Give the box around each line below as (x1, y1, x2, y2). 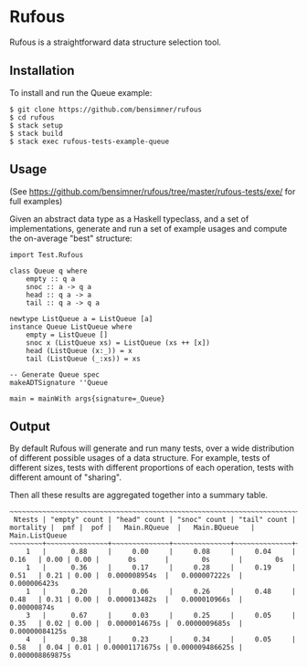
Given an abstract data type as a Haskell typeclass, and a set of (9, 213, 249, 224)
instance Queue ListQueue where (9, 322, 132, 331)
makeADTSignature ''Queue (9, 378, 108, 387)
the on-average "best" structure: (9, 233, 132, 244)
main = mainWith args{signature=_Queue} (9, 394, 166, 403)
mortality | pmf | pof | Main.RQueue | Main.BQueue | (9, 523, 256, 533)
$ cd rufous (9, 112, 55, 122)
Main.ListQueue (9, 531, 68, 540)
